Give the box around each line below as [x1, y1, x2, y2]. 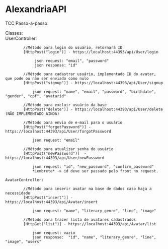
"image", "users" [5, 239, 42, 244]
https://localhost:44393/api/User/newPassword [5, 155, 105, 160]
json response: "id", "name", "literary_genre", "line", [32, 234, 156, 240]
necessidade [5, 191, 30, 196]
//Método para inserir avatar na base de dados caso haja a [23, 186, 152, 191]
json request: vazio [32, 230, 75, 235]
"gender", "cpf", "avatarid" [5, 93, 66, 99]
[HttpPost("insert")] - [23, 195, 73, 200]
